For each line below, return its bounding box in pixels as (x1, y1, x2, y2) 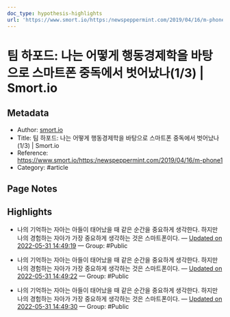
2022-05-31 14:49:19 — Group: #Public (16, 241, 128, 250)
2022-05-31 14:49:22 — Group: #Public (16, 272, 129, 280)
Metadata (7, 107, 49, 119)
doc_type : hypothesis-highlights (7, 10, 103, 17)
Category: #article (16, 163, 68, 171)
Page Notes (7, 183, 57, 194)
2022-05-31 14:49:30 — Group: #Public (16, 302, 129, 310)
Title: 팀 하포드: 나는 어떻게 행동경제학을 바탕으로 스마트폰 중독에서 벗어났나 (16, 134, 220, 142)
